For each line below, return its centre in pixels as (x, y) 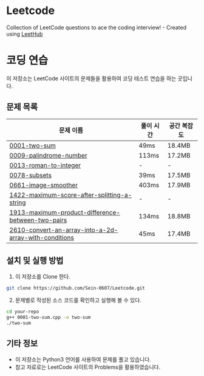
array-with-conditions (42, 237)
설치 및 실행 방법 (35, 261)
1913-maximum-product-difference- (65, 212)
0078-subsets (30, 175)
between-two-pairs (38, 220)
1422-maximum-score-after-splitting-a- (71, 195)
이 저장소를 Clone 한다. (43, 276)
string (18, 203)
